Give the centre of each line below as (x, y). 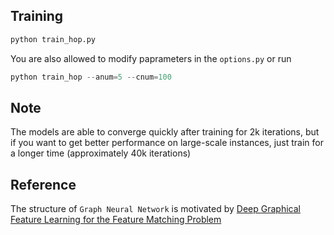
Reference (43, 184)
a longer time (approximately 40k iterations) (101, 153)
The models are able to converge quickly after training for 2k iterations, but (165, 132)
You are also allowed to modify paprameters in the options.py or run (151, 58)
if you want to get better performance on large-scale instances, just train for (167, 143)
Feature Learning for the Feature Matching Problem (116, 220)
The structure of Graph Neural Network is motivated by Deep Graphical (155, 209)
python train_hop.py (53, 39)
